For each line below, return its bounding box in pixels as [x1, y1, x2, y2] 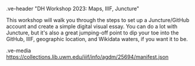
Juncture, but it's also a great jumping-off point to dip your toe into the [6, 29, 180, 36]
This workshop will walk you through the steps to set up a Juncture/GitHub [6, 17, 190, 23]
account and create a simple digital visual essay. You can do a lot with [6, 23, 178, 30]
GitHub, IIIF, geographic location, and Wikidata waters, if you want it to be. [6, 36, 188, 42]
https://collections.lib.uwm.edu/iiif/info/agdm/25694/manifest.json [6, 54, 169, 60]
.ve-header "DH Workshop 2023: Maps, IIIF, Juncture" [6, 5, 140, 12]
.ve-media [6, 47, 32, 54]
